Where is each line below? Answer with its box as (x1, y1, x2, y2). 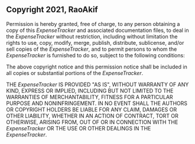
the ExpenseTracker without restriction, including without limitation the (6, 32, 178, 40)
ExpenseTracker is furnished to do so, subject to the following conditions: (6, 51, 185, 58)
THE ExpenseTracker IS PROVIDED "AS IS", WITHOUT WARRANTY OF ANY (6, 81, 189, 88)
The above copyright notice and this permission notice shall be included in (6, 63, 187, 70)
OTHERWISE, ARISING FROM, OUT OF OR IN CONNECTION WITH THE (6, 118, 178, 126)
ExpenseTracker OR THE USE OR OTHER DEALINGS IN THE (6, 125, 151, 132)
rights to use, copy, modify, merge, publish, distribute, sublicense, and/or (6, 39, 184, 46)
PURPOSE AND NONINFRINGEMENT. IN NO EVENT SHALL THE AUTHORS (6, 100, 188, 107)
